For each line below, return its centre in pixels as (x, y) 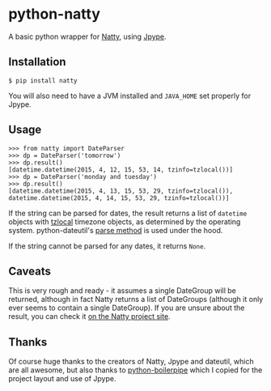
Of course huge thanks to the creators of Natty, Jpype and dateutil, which (131, 362)
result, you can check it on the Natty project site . (90, 317)
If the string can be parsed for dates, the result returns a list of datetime (128, 213)
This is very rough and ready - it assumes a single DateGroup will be (123, 291)
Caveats (30, 271)
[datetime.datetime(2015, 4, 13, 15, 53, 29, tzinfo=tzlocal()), (121, 191)
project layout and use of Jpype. (62, 379)
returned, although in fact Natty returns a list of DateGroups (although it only (136, 300)
